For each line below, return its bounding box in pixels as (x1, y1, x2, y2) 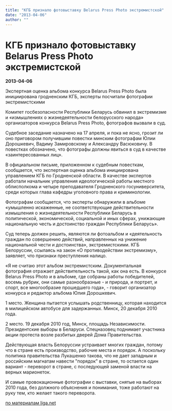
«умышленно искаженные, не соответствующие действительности (5, 204, 154, 211)
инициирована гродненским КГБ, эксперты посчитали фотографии (5, 94, 153, 100)
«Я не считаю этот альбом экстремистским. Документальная (5, 263, 142, 269)
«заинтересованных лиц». (5, 152, 63, 158)
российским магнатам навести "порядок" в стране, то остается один (5, 358, 159, 364)
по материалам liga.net (5, 400, 56, 406)
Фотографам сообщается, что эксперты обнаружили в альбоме (5, 199, 146, 205)
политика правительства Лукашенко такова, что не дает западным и (5, 353, 157, 359)
